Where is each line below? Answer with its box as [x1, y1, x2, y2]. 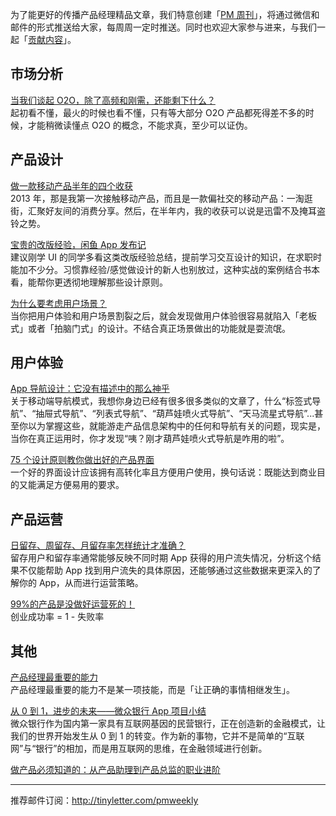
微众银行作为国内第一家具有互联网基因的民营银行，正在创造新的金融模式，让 [10, 718, 326, 730]
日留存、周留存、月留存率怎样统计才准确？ [10, 539, 186, 552]
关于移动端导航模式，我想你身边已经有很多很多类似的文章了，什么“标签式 [10, 395, 313, 407]
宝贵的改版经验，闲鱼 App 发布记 [10, 238, 147, 250]
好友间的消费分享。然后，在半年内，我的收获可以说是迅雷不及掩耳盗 [44, 204, 326, 217]
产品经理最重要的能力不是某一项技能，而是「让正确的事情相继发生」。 [10, 684, 295, 696]
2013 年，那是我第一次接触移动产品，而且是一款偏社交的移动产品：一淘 [10, 192, 305, 204]
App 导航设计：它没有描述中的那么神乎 [10, 383, 170, 395]
